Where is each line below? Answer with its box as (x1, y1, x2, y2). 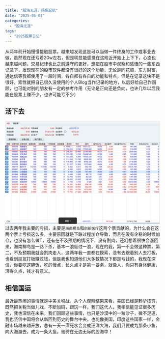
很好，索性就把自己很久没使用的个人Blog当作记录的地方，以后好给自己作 (5, 79, 152, 85)
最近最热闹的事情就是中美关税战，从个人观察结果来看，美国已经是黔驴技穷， (5, 298, 160, 304)
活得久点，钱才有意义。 (5, 268, 53, 274)
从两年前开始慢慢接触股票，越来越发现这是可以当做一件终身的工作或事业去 (5, 49, 156, 54)
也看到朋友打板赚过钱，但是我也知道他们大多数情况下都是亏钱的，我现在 (5, 256, 151, 262)
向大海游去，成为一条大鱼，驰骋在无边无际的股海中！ (5, 329, 113, 335)
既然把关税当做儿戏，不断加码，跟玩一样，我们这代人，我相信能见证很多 (5, 304, 151, 310)
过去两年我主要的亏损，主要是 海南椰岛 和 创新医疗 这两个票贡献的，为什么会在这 (5, 225, 160, 231)
